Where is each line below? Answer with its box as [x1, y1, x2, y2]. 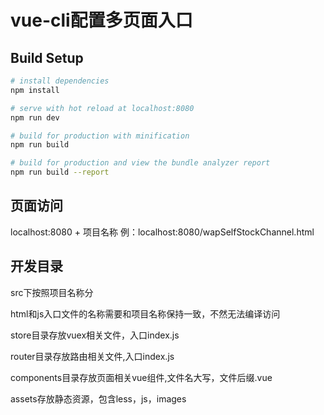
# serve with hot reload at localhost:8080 [10, 103, 195, 113]
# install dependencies [10, 76, 110, 86]
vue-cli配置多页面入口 [10, 9, 193, 32]
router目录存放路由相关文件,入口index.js [10, 350, 175, 362]
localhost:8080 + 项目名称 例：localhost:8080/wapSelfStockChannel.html [10, 226, 315, 238]
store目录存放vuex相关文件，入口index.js [10, 329, 180, 341]
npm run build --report [10, 167, 110, 178]
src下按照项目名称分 [10, 286, 94, 298]
